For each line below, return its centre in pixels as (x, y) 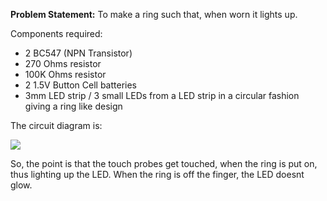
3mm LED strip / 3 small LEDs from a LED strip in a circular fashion (162, 95)
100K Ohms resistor (65, 74)
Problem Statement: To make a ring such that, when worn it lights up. (154, 14)
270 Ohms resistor (63, 63)
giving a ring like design (73, 106)
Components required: (56, 33)
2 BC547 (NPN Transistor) (78, 53)
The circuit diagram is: (56, 125)
